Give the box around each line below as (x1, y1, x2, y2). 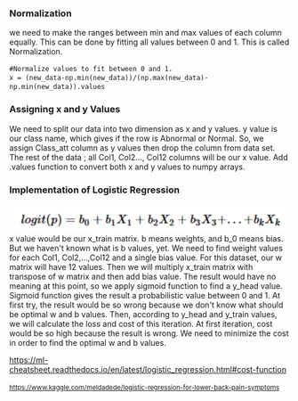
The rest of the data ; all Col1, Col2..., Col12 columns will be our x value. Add (9, 151, 288, 162)
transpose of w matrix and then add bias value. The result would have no (9, 271, 277, 282)
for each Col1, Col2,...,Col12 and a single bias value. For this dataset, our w (9, 252, 283, 263)
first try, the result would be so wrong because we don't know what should (9, 299, 284, 310)
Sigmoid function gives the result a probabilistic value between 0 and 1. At (9, 290, 280, 300)
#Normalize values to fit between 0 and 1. (9, 65, 173, 74)
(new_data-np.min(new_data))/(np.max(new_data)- (25, 74, 209, 83)
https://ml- (9, 355, 49, 365)
